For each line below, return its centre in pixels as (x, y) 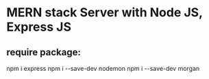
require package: (44, 52)
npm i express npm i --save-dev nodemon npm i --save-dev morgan (103, 68)
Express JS (39, 27)
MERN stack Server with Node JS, (104, 13)
